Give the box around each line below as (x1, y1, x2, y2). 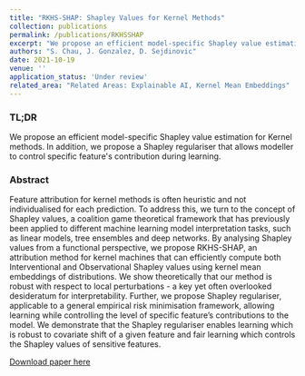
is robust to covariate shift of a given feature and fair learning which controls (9, 329, 296, 341)
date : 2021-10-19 (9, 55, 75, 64)
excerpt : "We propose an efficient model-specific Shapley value (9, 38, 261, 48)
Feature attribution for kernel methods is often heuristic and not (9, 194, 247, 205)
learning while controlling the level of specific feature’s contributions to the (9, 310, 289, 321)
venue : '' (9, 64, 47, 74)
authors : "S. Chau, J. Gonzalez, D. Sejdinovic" (9, 47, 197, 56)
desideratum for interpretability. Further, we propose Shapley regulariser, (9, 291, 282, 302)
